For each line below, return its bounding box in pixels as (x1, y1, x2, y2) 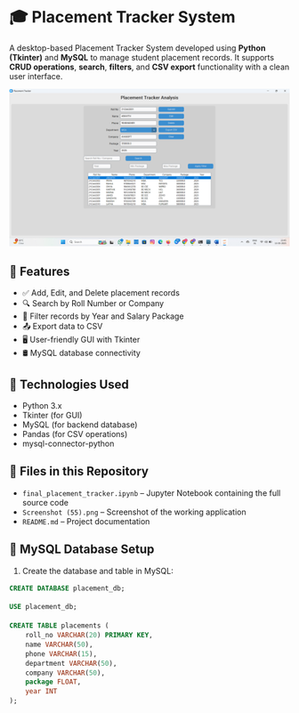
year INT (25, 687, 58, 696)
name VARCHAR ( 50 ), (25, 640, 93, 649)
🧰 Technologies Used (9, 377, 129, 392)
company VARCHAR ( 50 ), (25, 668, 105, 677)
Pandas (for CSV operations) (21, 429, 128, 440)
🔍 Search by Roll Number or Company (21, 298, 165, 309)
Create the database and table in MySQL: (21, 565, 174, 576)
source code (21, 497, 69, 507)
